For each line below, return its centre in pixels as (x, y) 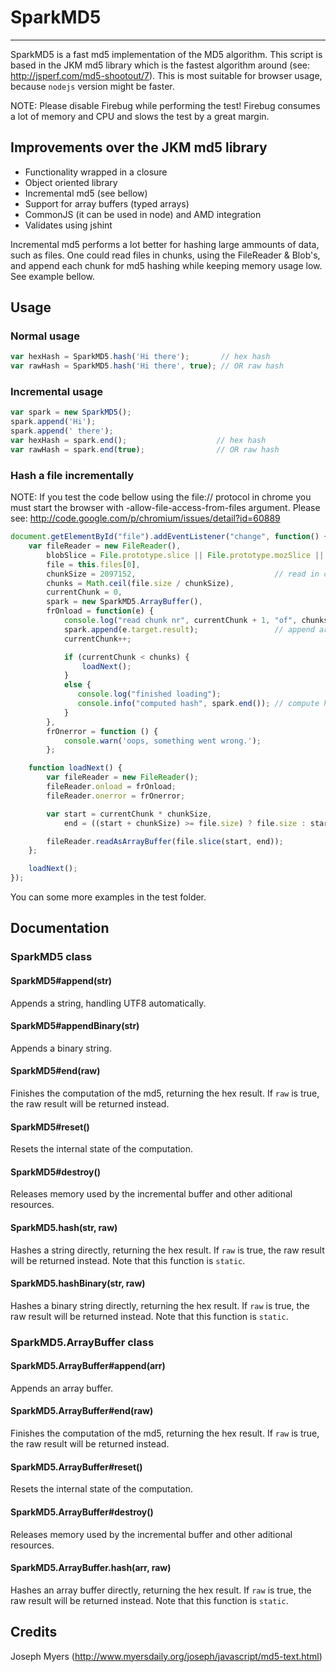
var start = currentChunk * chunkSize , (129, 814)
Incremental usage (57, 392)
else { (77, 685)
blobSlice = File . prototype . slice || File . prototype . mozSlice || (185, 555)
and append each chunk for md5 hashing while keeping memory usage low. (166, 265)
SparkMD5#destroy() (56, 1172)
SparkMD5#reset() (50, 1127)
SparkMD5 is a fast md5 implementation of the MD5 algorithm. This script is (166, 54)
